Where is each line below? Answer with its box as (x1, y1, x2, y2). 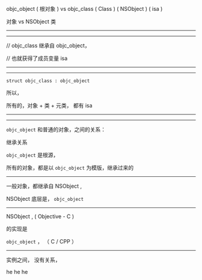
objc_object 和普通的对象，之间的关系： (6, 126, 106, 133)
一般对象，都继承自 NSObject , (6, 182, 82, 189)
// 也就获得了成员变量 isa (6, 55, 68, 62)
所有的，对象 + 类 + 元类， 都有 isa (6, 102, 93, 109)
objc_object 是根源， (6, 152, 59, 158)
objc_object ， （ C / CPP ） (6, 238, 77, 245)
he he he (6, 269, 28, 275)
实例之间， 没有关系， (6, 257, 61, 263)
